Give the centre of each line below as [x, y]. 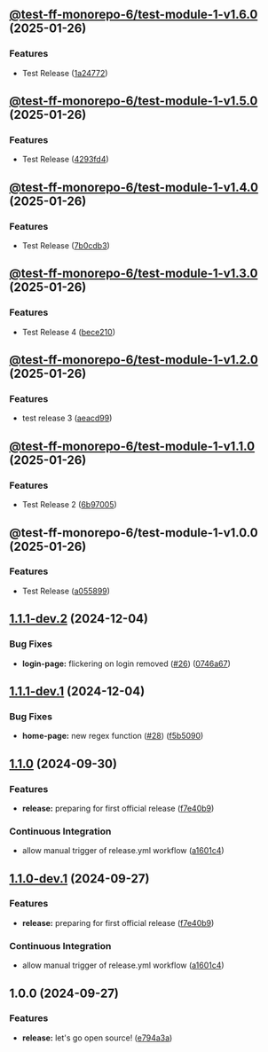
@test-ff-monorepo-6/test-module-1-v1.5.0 [134, 101]
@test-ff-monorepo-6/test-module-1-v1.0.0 [134, 533]
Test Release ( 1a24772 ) [65, 73]
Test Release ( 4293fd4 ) [65, 160]
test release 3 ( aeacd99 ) [67, 418]
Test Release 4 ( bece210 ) [68, 332]
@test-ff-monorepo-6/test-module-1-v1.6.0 [134, 15]
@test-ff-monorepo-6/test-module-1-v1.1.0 [132, 446]
